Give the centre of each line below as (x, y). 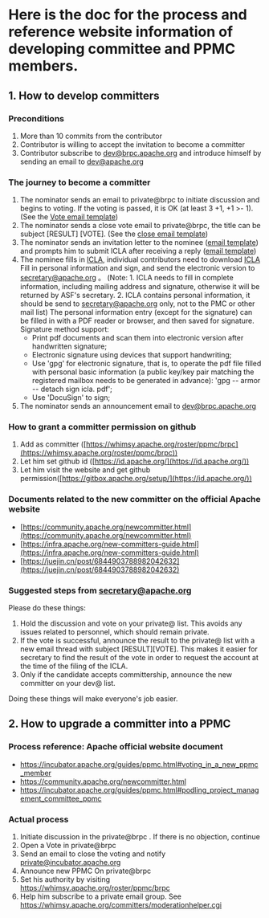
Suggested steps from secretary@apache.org (100, 590)
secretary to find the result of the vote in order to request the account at (139, 658)
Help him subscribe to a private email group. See (101, 896)
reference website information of (121, 32)
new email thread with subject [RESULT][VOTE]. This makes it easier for (139, 649)
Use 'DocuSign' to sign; (71, 398)
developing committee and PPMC (122, 49)
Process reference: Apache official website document (116, 747)
